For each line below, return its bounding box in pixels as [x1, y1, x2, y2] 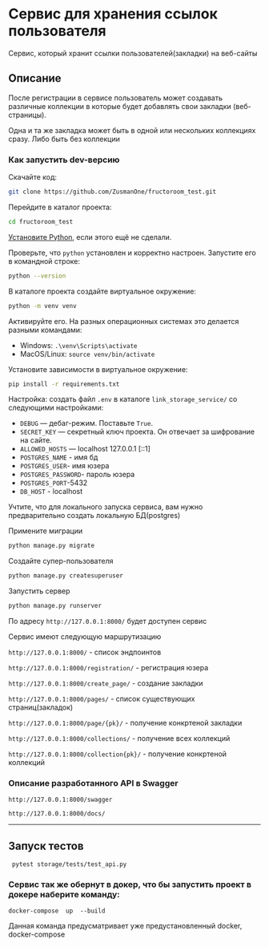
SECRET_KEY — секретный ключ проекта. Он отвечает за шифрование [19, 427, 255, 437]
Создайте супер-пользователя [8, 556, 114, 566]
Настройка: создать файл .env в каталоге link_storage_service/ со [8, 395, 238, 404]
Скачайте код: [8, 172, 58, 182]
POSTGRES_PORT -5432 [19, 478, 88, 488]
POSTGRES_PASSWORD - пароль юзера [19, 470, 135, 480]
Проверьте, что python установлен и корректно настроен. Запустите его [8, 248, 256, 257]
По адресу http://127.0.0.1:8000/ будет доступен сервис [8, 617, 207, 626]
